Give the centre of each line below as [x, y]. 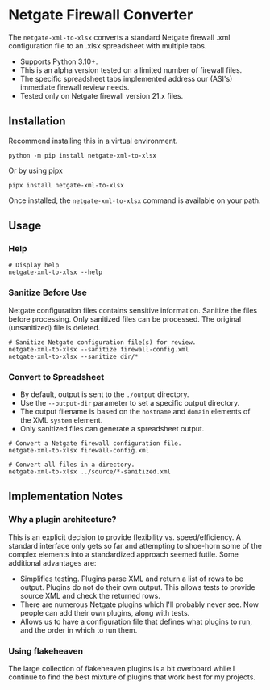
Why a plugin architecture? [62, 520]
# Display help [34, 265]
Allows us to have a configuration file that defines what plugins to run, [136, 621]
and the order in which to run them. [79, 630]
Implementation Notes [66, 496]
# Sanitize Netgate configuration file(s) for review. [102, 342]
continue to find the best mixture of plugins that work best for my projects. [132, 677]
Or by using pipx [35, 170]
